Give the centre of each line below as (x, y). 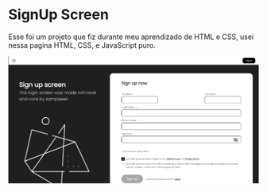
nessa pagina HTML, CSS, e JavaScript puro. (82, 45)
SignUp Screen (59, 15)
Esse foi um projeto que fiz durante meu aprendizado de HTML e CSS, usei (131, 37)
